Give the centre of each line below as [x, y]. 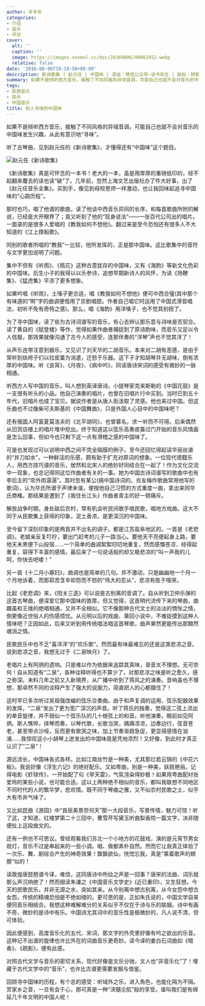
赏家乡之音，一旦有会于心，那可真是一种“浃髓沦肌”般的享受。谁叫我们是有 [100, 989]
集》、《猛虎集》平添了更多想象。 [46, 280]
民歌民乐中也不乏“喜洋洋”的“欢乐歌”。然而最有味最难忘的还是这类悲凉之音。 [102, 644]
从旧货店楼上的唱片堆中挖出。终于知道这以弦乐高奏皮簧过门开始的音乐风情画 [103, 429]
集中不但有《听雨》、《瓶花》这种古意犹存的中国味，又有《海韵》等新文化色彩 [103, 265]
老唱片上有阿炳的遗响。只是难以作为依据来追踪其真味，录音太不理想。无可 [100, 665]
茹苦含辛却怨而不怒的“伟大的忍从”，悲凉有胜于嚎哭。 [115, 580]
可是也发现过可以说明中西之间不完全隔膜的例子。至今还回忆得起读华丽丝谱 [100, 449]
